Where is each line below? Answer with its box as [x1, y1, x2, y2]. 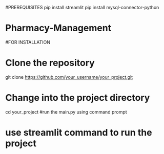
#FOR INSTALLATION [5, 39, 50, 45]
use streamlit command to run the [5, 127, 152, 138]
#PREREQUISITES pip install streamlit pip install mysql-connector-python [5, 5, 159, 10]
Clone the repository [5, 57, 95, 69]
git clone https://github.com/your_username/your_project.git [5, 74, 133, 80]
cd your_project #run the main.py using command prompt [5, 108, 127, 115]
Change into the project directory [5, 92, 150, 104]
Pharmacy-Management [5, 23, 112, 34]
